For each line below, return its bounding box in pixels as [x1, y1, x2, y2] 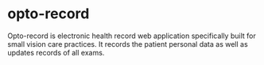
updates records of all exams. [7, 48, 105, 57]
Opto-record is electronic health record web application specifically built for [7, 31, 256, 40]
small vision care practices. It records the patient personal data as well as [7, 39, 248, 48]
